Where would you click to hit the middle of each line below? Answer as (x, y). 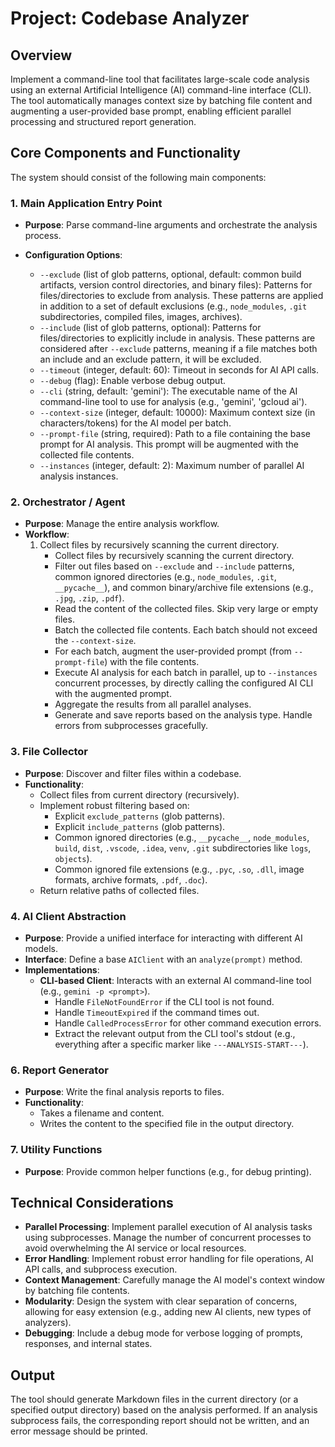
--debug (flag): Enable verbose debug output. (132, 381)
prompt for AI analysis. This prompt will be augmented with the (169, 444)
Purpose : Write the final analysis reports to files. (124, 1092)
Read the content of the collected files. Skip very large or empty (186, 609)
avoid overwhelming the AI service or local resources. (135, 1248)
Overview (41, 55)
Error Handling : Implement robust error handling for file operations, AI (169, 1259)
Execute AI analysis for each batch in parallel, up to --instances (186, 673)
